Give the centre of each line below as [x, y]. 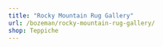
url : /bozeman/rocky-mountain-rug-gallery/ [82, 23]
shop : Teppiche [34, 30]
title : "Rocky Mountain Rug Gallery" [71, 16]
